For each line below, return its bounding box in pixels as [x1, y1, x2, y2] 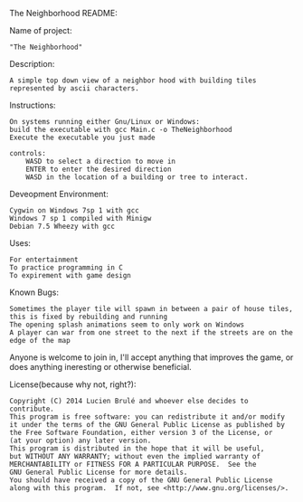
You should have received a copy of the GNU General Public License [9, 476, 273, 485]
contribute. [9, 404, 54, 413]
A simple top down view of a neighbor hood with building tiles [9, 76, 257, 85]
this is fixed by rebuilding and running [9, 312, 168, 321]
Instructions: [9, 99, 56, 110]
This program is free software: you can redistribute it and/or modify [9, 412, 285, 421]
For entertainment [9, 255, 79, 264]
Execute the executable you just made [9, 133, 156, 142]
